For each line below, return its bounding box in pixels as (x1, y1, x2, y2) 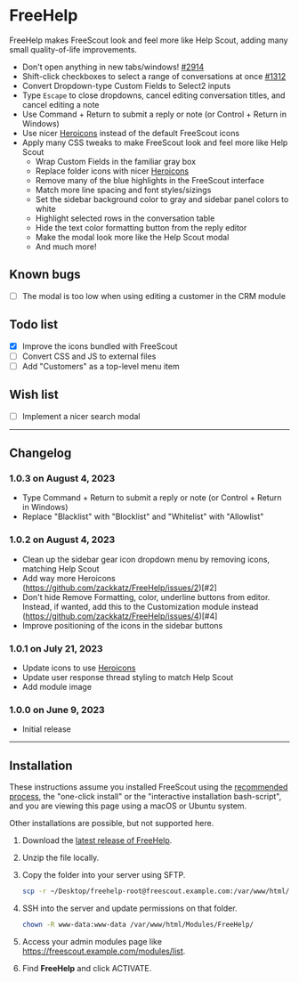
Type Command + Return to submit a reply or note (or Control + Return (21, 492, 282, 503)
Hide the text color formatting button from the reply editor (35, 222, 247, 232)
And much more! (35, 241, 97, 252)
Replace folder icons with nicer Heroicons (35, 166, 190, 176)
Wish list (9, 387, 60, 402)
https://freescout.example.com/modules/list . (21, 945, 186, 956)
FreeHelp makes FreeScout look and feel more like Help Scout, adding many (9, 35, 288, 45)
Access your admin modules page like (21, 936, 163, 946)
